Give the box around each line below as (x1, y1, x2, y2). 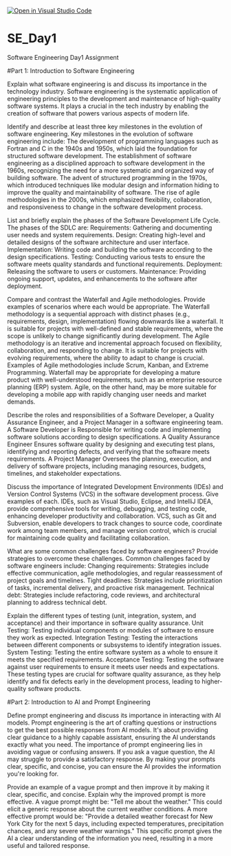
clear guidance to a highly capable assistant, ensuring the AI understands (7, 733, 216, 741)
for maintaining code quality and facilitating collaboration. (7, 534, 170, 542)
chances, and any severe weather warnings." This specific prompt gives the (7, 826, 222, 835)
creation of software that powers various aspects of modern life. (7, 109, 190, 117)
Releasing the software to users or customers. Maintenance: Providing (7, 267, 206, 275)
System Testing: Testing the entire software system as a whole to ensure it (7, 648, 218, 656)
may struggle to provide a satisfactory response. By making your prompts (7, 755, 216, 763)
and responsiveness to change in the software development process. (7, 203, 203, 211)
